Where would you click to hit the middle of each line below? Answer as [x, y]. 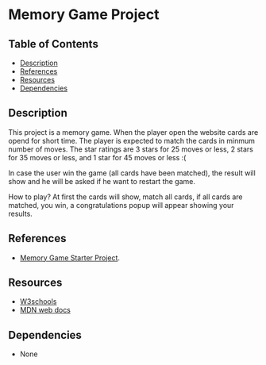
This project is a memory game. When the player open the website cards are [133, 132]
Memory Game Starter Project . [70, 257]
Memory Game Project [84, 15]
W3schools [38, 302]
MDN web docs [45, 310]
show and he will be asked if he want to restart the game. [102, 181]
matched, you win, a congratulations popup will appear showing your [121, 205]
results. [21, 213]
